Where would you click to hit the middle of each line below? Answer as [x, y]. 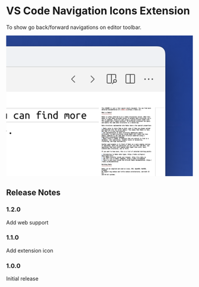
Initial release [22, 279]
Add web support [27, 222]
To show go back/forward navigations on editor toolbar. [74, 27]
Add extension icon [30, 250]
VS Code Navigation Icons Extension [98, 11]
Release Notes [33, 193]
